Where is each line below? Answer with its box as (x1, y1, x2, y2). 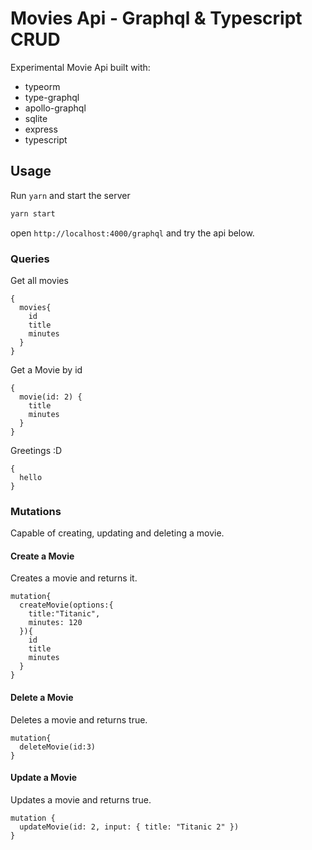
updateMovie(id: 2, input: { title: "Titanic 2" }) (19, 822, 240, 832)
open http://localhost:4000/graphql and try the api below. (10, 227, 255, 239)
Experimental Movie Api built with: (10, 61, 151, 73)
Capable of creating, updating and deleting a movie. (10, 527, 225, 539)
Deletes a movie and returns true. (10, 713, 148, 726)
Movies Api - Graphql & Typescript (10, 7, 303, 30)
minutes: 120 (28, 618, 83, 628)
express (24, 123, 58, 135)
